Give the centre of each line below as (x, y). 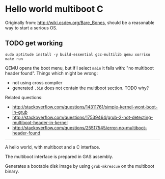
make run (14, 59)
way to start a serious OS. (31, 27)
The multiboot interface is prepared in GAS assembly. (59, 156)
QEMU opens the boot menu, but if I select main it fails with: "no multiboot (80, 68)
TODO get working (34, 43)
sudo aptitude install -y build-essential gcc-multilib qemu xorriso (78, 54)
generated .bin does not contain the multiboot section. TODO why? (80, 88)
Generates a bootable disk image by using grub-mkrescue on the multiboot (80, 166)
